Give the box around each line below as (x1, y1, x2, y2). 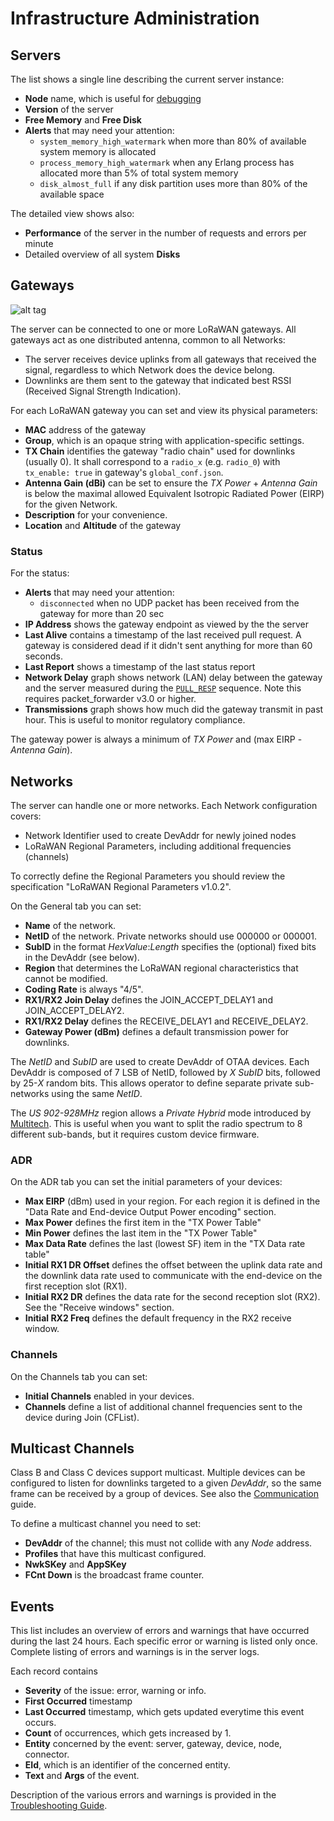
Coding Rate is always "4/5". (24, 983, 144, 995)
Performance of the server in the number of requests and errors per (24, 227, 307, 239)
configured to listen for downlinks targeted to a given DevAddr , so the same (10, 1477, 322, 1489)
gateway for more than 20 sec (39, 608, 165, 620)
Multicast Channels (10, 1440, 135, 1457)
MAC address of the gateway (24, 423, 147, 436)
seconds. (24, 650, 64, 662)
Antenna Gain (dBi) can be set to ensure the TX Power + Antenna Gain (24, 477, 318, 489)
